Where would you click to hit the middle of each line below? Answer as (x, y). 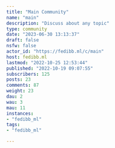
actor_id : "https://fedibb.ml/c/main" (55, 52)
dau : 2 (15, 96)
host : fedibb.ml (27, 57)
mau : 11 (16, 108)
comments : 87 (23, 86)
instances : (20, 113)
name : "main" (23, 18)
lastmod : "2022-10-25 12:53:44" (47, 62)
